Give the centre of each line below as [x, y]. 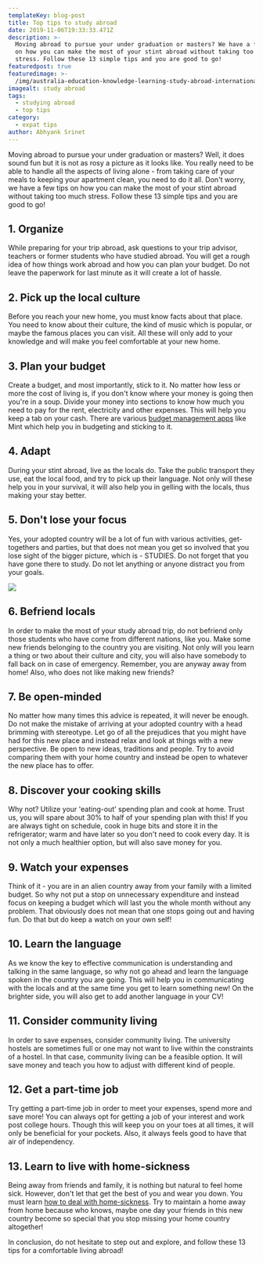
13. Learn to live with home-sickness [99, 1166]
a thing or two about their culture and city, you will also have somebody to [127, 655]
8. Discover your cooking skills [85, 790]
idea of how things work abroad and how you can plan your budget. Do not [129, 264]
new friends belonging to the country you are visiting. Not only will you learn [131, 647]
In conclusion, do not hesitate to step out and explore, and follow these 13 [127, 1242]
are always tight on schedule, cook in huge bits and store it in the [113, 826]
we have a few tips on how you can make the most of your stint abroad [122, 187]
